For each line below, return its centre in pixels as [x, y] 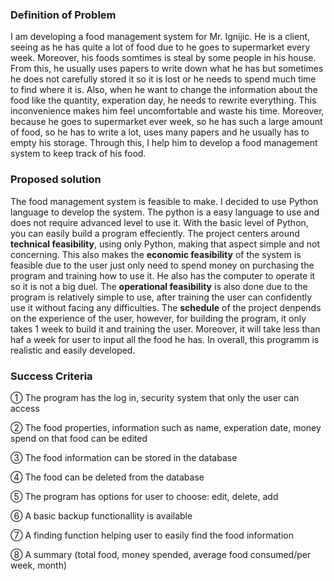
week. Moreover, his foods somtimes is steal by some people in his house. [163, 58]
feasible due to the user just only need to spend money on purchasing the [162, 265]
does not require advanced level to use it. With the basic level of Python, [159, 222]
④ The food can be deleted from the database [107, 477]
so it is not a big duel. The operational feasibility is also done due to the [159, 286]
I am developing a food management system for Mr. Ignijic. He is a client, [160, 37]
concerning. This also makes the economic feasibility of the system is [156, 254]
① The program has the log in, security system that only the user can [155, 397]
